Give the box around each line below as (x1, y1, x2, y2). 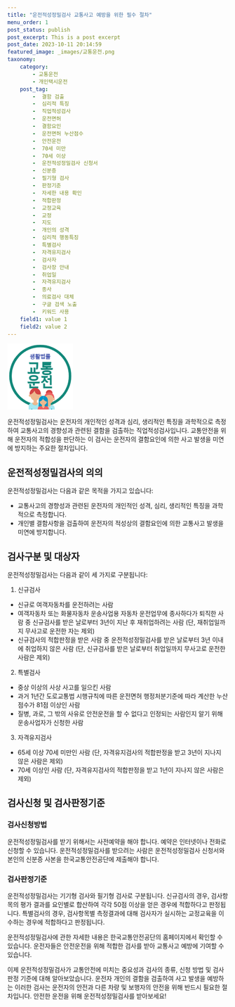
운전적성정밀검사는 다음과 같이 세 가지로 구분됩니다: (7, 571, 148, 578)
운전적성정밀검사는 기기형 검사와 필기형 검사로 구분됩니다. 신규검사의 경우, (7, 891, 210, 900)
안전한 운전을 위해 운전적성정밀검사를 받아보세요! (33, 992, 167, 1000)
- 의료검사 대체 (32, 293, 74, 300)
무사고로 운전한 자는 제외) (25, 627, 95, 635)
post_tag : (20, 85, 49, 93)
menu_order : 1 (7, 18, 49, 26)
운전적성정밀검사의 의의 (7, 467, 103, 479)
